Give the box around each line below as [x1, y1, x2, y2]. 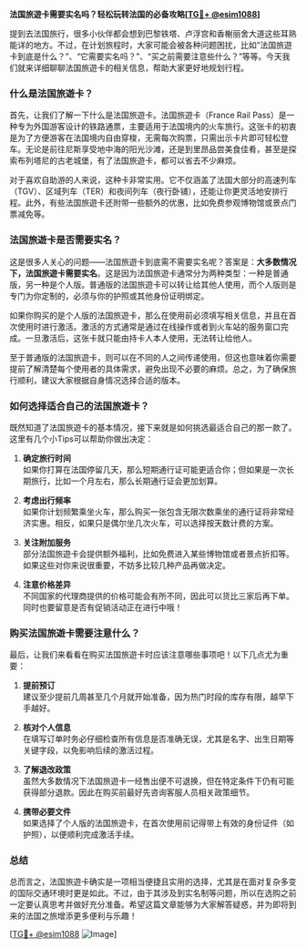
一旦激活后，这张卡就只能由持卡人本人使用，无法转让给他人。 [25, 332, 257, 343]
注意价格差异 [22, 578, 71, 590]
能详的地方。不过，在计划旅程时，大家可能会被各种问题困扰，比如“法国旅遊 [9, 40, 293, 50]
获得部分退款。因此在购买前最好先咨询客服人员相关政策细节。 [22, 787, 255, 798]
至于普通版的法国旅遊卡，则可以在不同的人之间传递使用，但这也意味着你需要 [9, 352, 297, 362]
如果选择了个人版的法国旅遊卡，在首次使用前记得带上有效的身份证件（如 [22, 818, 294, 829]
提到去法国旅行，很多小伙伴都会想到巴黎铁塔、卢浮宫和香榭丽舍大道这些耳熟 [9, 28, 297, 39]
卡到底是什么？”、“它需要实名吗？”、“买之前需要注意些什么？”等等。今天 [9, 51, 282, 62]
